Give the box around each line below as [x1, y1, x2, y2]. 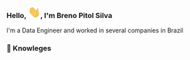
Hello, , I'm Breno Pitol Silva [6, 11, 113, 21]
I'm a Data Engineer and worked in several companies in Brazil [6, 26, 184, 34]
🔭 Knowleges [6, 43, 52, 53]
